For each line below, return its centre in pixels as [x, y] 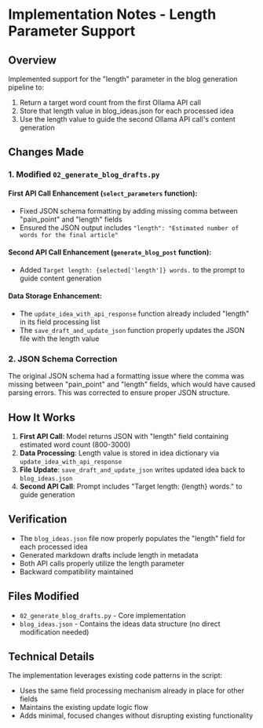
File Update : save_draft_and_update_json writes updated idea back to [132, 470]
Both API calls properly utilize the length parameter [102, 563]
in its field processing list [60, 322]
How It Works [42, 417]
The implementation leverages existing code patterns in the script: [115, 675]
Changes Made [46, 152]
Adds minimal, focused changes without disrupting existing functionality [136, 715]
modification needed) [54, 632]
